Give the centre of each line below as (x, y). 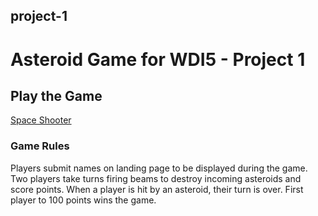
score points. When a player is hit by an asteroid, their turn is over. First (157, 189)
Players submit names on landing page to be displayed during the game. (159, 168)
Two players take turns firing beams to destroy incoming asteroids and (156, 178)
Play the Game (56, 95)
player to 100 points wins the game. (83, 200)
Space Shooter (41, 120)
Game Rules (40, 146)
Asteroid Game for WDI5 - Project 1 (158, 59)
